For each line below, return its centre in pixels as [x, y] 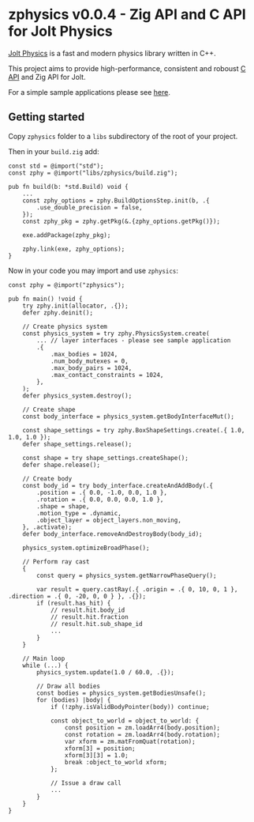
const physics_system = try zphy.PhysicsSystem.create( [116, 334]
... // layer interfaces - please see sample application [134, 340]
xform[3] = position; [100, 748]
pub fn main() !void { [45, 299]
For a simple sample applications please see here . [90, 92]
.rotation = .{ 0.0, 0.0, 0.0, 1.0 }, [100, 500]
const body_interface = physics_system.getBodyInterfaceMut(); [129, 417]
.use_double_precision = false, [90, 207]
